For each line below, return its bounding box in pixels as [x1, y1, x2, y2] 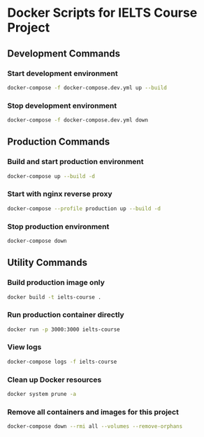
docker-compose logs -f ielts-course [7, 358, 117, 365]
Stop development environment [7, 101, 117, 110]
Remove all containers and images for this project [7, 407, 180, 417]
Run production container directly [7, 310, 124, 320]
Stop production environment [7, 221, 110, 231]
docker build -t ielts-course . [7, 293, 101, 301]
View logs [7, 342, 42, 352]
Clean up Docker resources [7, 375, 102, 385]
